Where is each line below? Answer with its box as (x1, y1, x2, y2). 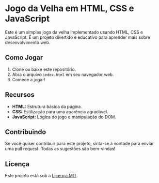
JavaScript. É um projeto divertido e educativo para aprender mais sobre (5, 34, 150, 40)
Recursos (5, 91, 35, 99)
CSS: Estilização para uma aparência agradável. (12, 108, 108, 114)
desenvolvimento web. (5, 39, 50, 45)
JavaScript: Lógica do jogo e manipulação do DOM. (12, 114, 116, 120)
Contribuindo (5, 128, 46, 136)
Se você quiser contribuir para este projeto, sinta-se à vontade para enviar (5, 141, 154, 147)
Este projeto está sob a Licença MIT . (5, 173, 78, 179)
